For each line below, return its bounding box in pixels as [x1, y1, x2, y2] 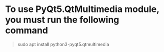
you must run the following [5, 14, 119, 25]
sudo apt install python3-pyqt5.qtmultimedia [17, 41, 109, 47]
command [5, 25, 49, 36]
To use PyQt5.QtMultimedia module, [5, 3, 159, 15]
